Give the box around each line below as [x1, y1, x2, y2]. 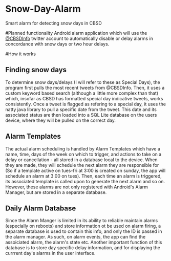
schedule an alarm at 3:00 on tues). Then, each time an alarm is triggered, [5, 172, 162, 179]
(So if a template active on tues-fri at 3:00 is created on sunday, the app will [5, 167, 166, 173]
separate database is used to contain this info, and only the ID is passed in [5, 228, 162, 234]
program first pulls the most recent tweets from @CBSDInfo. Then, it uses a [5, 84, 165, 91]
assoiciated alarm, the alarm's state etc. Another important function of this [5, 239, 162, 246]
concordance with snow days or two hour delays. [5, 40, 110, 47]
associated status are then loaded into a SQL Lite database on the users [5, 112, 157, 118]
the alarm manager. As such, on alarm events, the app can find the [5, 234, 146, 240]
